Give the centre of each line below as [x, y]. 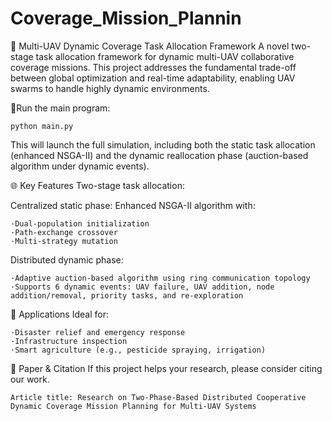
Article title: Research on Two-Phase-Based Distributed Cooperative [158, 397]
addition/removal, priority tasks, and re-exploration [127, 295]
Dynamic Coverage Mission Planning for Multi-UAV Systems [133, 406]
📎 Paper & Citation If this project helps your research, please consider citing [166, 368]
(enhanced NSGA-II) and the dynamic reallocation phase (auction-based [159, 155]
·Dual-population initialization [80, 223]
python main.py [42, 126]
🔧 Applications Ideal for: [59, 314]
